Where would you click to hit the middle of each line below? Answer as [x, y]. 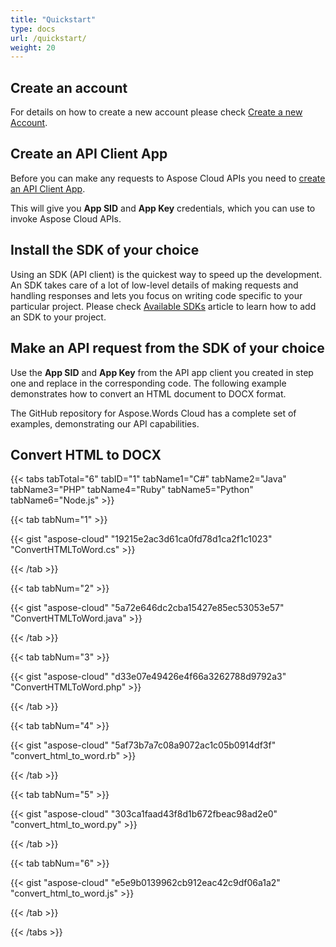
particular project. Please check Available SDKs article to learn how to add [163, 306]
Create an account [69, 87]
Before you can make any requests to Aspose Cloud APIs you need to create [168, 178]
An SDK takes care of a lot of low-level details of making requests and [154, 285]
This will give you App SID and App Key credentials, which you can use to [163, 208]
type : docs [33, 29]
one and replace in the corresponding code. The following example [148, 383]
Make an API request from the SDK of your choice [167, 348]
